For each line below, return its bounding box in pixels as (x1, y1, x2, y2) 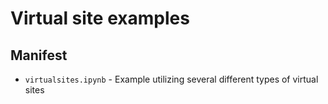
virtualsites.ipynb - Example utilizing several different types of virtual (24, 73, 319, 85)
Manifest (10, 47, 68, 64)
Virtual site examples (10, 7, 190, 30)
